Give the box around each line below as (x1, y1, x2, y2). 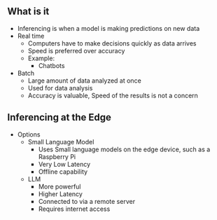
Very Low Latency (38, 160, 91, 168)
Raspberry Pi (38, 152, 76, 160)
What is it (7, 6, 50, 18)
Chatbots (38, 61, 65, 69)
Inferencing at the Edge (7, 111, 112, 123)
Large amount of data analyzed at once (27, 76, 141, 85)
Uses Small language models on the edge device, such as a (38, 145, 211, 153)
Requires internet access (38, 205, 111, 213)
